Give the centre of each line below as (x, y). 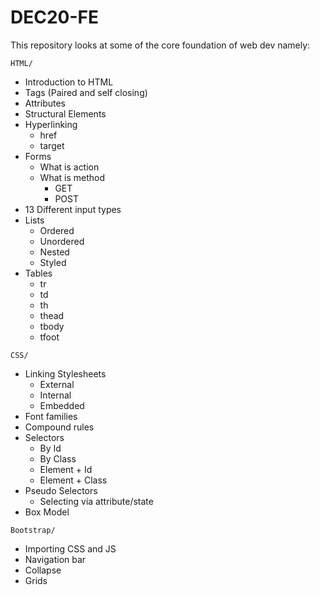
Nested (54, 252)
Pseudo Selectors (61, 490)
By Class (58, 458)
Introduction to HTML (69, 82)
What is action (69, 167)
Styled (53, 262)
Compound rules (59, 427)
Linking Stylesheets (65, 373)
